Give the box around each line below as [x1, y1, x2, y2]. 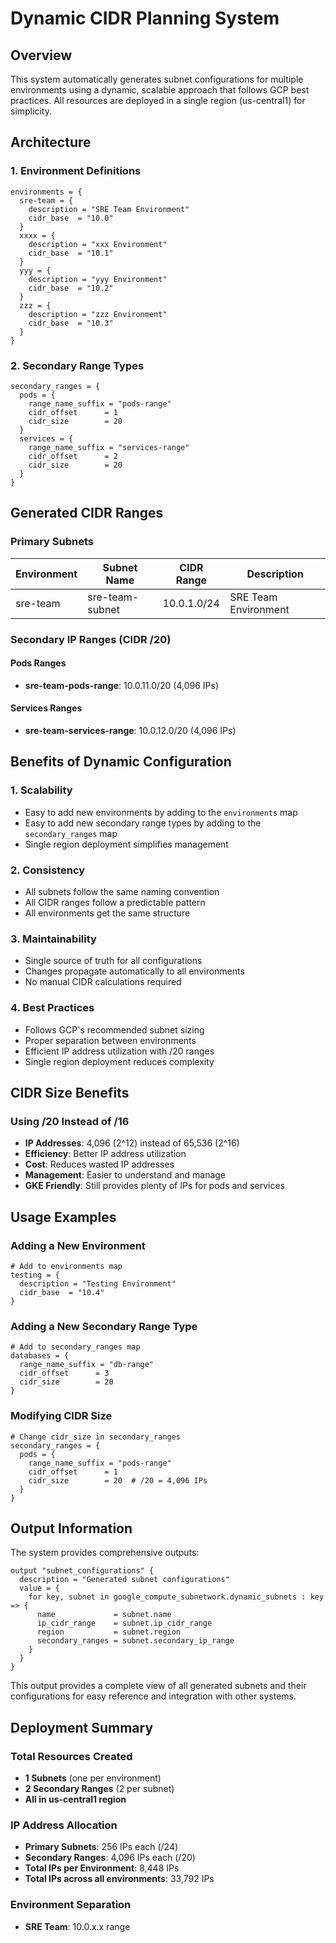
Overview [10, 47, 73, 64]
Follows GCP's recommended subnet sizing [24, 1023, 205, 1036]
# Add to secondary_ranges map [10, 1342, 141, 1352]
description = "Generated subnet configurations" [19, 1575, 230, 1585]
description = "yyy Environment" [28, 274, 168, 284]
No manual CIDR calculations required [24, 976, 182, 988]
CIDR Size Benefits [10, 1084, 130, 1101]
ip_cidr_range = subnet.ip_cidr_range [36, 1618, 213, 1629]
